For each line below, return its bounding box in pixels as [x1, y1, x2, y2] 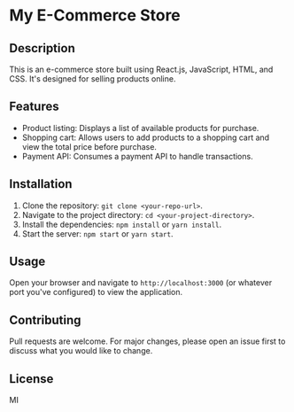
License [9, 371, 54, 386]
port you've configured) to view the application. [9, 287, 183, 298]
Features [9, 99, 59, 114]
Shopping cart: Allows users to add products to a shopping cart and [21, 132, 270, 143]
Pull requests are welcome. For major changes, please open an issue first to [9, 336, 286, 346]
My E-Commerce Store [9, 5, 182, 26]
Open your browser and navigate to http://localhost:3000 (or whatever [9, 277, 273, 288]
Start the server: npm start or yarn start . [21, 228, 174, 239]
